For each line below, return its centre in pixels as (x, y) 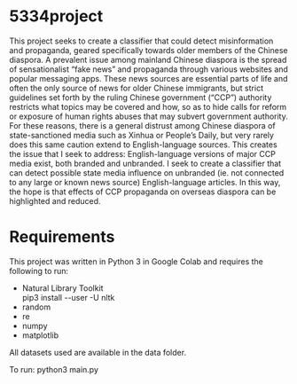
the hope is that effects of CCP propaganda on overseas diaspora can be (143, 192)
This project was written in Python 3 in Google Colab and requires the (136, 261)
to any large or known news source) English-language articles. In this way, (145, 182)
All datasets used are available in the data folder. (98, 352)
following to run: (39, 270)
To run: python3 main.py (54, 369)
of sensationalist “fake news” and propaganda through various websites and (148, 69)
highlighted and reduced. (55, 200)
